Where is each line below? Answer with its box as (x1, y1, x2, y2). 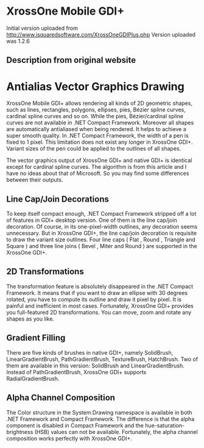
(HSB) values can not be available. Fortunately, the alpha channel (34, 428, 198, 435)
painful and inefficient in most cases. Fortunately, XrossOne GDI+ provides (6, 302, 194, 309)
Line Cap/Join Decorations (6, 194, 110, 204)
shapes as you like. (6, 315, 55, 322)
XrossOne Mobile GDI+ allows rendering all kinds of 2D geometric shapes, (6, 99, 193, 107)
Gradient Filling (6, 333, 66, 343)
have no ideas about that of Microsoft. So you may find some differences (6, 169, 189, 177)
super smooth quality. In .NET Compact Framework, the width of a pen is (6, 132, 189, 140)
